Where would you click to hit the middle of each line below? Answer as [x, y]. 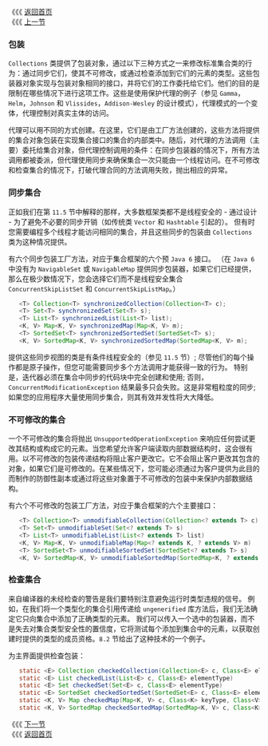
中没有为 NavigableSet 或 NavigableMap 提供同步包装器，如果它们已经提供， [132, 268]
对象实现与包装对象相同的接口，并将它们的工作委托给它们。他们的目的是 [141, 83]
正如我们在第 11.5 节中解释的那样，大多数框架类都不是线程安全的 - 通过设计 [133, 212]
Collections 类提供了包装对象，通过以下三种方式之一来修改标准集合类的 [127, 63]
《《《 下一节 [27, 724]
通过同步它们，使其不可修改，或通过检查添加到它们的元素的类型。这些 [137, 73]
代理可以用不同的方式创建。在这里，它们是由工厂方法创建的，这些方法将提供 [134, 130]
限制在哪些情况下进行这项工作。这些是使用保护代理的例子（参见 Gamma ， [126, 93]
